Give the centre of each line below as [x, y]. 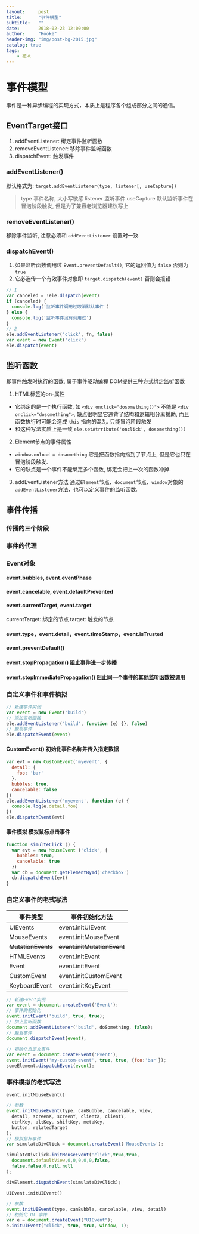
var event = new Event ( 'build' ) [46, 712]
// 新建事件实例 [24, 707]
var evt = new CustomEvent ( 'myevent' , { [57, 762]
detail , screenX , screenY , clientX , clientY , [69, 1116]
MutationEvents [31, 946]
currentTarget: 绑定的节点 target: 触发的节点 [60, 619]
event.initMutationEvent [92, 946]
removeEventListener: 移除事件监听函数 [63, 149]
